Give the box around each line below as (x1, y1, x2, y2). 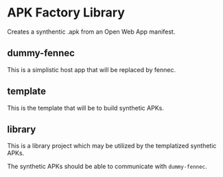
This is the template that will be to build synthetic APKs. (7, 104, 165, 112)
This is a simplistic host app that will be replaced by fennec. (7, 65, 176, 73)
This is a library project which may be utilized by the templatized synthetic (7, 142, 217, 150)
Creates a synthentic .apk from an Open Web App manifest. (7, 27, 176, 36)
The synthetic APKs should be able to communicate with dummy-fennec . (7, 163, 207, 171)
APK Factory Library (7, 5, 126, 21)
